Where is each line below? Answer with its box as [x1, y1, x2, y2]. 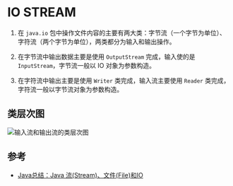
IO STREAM [7, 4, 76, 21]
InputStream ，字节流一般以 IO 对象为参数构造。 [17, 61, 155, 69]
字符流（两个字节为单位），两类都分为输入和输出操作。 [17, 37, 176, 46]
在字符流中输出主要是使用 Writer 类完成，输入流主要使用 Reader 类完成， [17, 76, 230, 85]
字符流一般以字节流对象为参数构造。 [17, 85, 124, 93]
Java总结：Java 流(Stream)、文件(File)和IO [17, 170, 143, 179]
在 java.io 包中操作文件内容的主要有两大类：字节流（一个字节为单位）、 [17, 28, 226, 37]
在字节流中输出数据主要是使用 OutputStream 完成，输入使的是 [17, 52, 196, 61]
